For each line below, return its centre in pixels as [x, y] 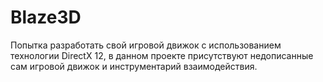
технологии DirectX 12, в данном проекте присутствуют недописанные [162, 55]
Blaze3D [46, 17]
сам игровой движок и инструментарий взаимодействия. [134, 66]
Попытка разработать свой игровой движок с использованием [146, 45]
